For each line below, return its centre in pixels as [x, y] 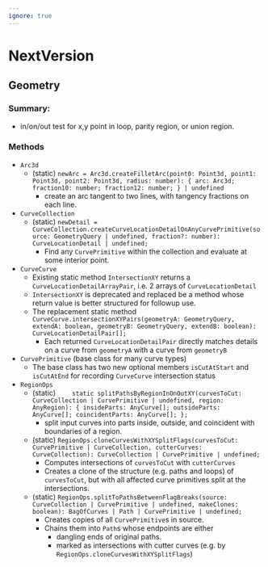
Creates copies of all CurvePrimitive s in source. [124, 519]
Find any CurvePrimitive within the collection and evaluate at [146, 251]
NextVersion [51, 55]
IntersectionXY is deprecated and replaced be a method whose [138, 294]
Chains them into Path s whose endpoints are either [129, 528]
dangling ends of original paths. [109, 536]
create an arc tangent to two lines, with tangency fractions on [146, 195]
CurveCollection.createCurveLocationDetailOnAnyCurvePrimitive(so [146, 229]
